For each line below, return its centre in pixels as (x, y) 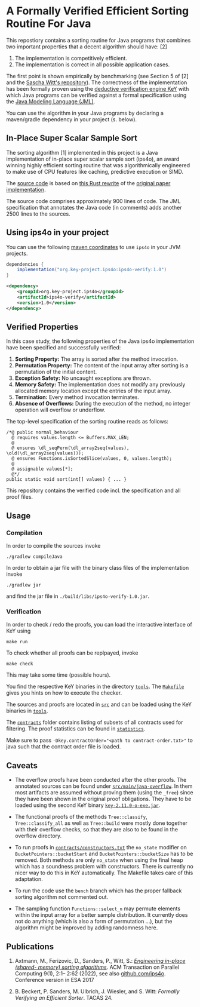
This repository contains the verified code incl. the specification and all (93, 490)
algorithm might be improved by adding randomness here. (86, 928)
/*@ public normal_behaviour (42, 432)
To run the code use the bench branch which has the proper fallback (98, 891)
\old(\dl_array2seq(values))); (45, 453)
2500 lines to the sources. (38, 214)
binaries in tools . (27, 711)
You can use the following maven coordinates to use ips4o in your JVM (93, 247)
